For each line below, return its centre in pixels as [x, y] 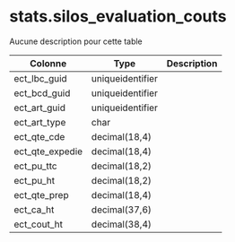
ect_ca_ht [34, 210]
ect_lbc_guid [40, 78]
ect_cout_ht [38, 224]
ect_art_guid [39, 108]
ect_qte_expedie [48, 151]
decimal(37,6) [122, 210]
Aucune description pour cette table [76, 41]
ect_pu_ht [35, 180]
